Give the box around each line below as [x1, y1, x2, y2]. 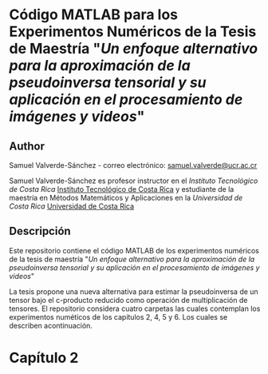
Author [9, 139, 45, 153]
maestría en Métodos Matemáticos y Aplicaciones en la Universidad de [9, 193, 243, 202]
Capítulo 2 [9, 349, 79, 367]
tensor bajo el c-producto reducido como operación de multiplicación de [9, 295, 248, 304]
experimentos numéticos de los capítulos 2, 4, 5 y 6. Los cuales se [9, 312, 228, 321]
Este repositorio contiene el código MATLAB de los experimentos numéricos [9, 245, 260, 255]
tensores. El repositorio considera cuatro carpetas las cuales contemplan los [9, 304, 261, 313]
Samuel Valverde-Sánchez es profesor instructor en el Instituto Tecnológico [9, 176, 258, 185]
